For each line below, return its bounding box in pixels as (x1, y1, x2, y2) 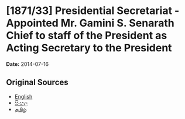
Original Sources (6, 78, 68, 87)
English (14, 93, 33, 100)
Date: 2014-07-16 (6, 60, 49, 68)
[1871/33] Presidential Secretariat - (6, 4, 180, 17)
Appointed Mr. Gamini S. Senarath (6, 16, 174, 30)
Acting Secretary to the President (6, 41, 172, 55)
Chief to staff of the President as (6, 29, 167, 42)
